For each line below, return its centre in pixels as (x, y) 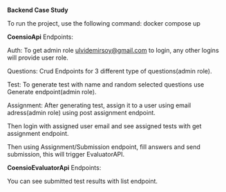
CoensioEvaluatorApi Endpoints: (54, 168)
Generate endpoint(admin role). (52, 92)
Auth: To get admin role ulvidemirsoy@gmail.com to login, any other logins (113, 50)
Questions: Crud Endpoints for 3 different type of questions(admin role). (110, 71)
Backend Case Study (38, 10)
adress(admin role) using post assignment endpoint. (81, 113)
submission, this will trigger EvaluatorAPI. (66, 154)
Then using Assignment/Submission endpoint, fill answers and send (104, 147)
